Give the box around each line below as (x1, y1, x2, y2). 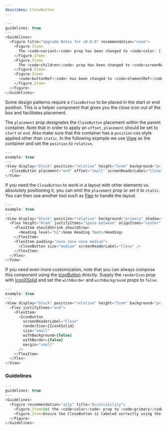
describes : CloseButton (5, 7, 55, 12)
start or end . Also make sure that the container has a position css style (5, 130, 152, 136)
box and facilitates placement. (5, 110, 67, 116)
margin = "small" (23, 342, 55, 347)
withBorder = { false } (23, 337, 64, 343)
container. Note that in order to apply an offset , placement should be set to (5, 125, 158, 131)
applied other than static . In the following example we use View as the (5, 135, 151, 141)
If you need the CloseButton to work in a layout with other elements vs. (5, 182, 150, 188)
